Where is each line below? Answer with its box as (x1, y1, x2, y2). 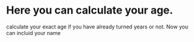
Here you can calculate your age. (6, 4, 173, 17)
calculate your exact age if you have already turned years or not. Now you (6, 23, 189, 30)
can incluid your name (6, 29, 61, 36)
